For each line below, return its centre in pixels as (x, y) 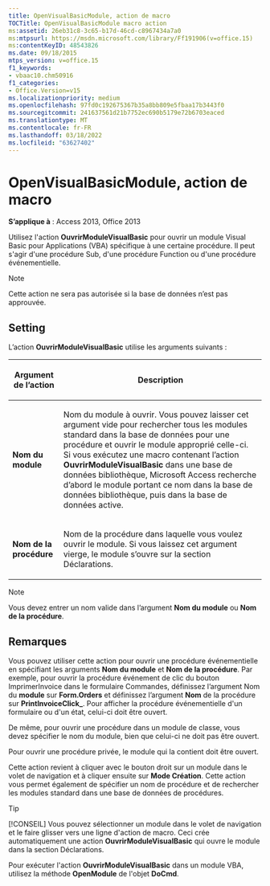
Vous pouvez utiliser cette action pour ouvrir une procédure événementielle (133, 661)
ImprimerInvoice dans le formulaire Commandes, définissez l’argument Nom (134, 687)
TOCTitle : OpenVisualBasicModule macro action (88, 23)
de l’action (34, 385)
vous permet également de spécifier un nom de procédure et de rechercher (134, 785)
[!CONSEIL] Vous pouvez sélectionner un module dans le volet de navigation (135, 824)
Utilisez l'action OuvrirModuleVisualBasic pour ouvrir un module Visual (127, 237)
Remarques (38, 641)
